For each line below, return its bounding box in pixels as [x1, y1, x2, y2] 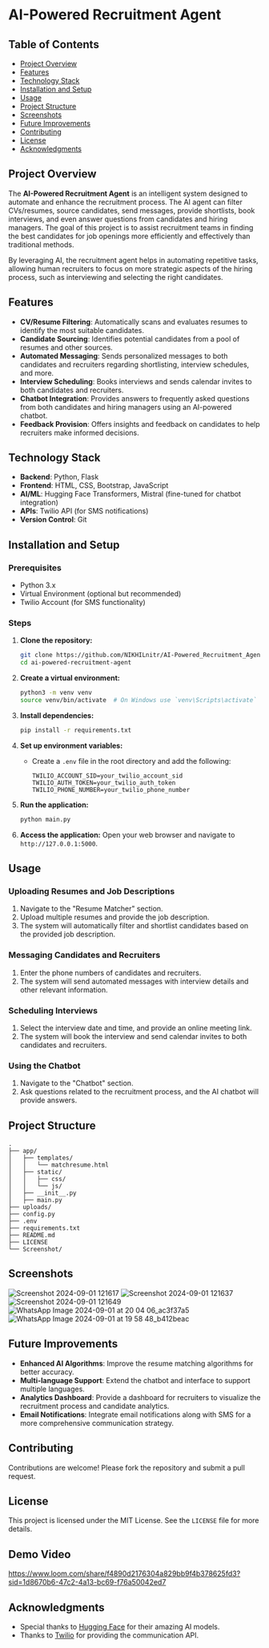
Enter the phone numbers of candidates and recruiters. [19, 968, 202, 977]
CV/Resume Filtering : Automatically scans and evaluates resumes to [19, 317, 248, 327]
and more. [19, 367, 54, 378]
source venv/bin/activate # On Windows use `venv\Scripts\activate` [19, 696, 258, 704]
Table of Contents [8, 38, 100, 51]
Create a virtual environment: [19, 673, 120, 683]
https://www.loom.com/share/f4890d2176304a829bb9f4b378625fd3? [8, 1569, 241, 1578]
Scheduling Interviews [8, 1005, 98, 1016]
